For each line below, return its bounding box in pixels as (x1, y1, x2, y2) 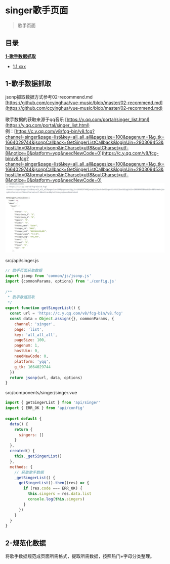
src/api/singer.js (5, 258, 39, 264)
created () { (10, 448, 35, 454)
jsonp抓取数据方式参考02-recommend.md (5, 93, 93, 100)
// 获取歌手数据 (14, 469, 44, 475)
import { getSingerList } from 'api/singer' (5, 400, 101, 405)
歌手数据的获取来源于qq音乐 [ (5, 116, 67, 122)
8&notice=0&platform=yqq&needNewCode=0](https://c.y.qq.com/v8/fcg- (5, 150, 159, 156)
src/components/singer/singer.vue (5, 390, 77, 396)
